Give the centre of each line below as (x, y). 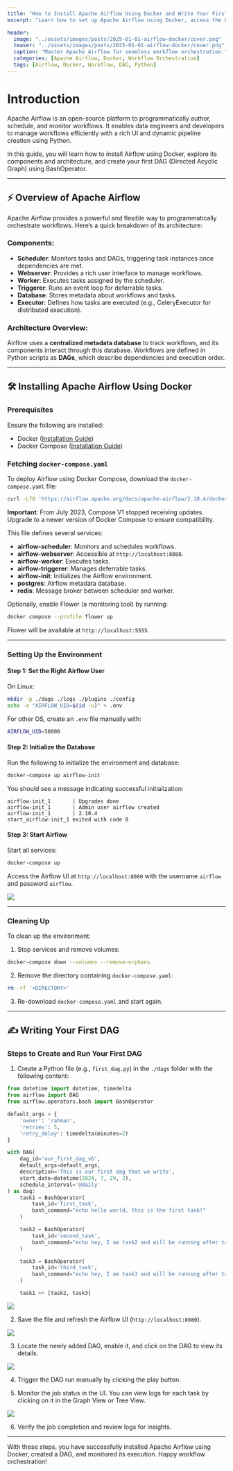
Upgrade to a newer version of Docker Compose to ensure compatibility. (111, 519)
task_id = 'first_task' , (65, 1204)
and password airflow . (40, 883)
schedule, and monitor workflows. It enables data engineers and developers (116, 125)
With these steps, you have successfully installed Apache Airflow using (109, 1447)
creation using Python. (40, 140)
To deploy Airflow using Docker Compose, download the (88, 479)
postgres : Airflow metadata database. (72, 583)
